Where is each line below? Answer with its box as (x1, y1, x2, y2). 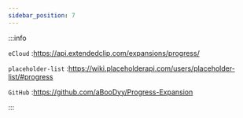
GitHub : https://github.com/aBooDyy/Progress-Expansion (8, 87, 193, 97)
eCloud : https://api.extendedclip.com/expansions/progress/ (8, 48, 201, 57)
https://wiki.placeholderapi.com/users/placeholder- (68, 64, 236, 73)
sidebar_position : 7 (8, 11, 76, 20)
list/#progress (8, 72, 53, 81)
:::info (8, 33, 27, 42)
